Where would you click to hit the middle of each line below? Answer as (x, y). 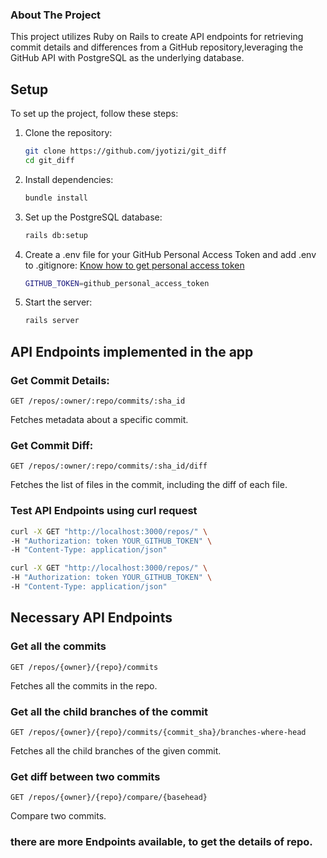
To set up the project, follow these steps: (94, 114)
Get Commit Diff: (52, 445)
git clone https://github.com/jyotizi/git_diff (125, 151)
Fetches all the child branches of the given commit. (116, 750)
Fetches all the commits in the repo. (84, 685)
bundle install (56, 198)
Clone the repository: (68, 133)
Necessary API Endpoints (91, 618)
